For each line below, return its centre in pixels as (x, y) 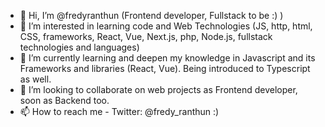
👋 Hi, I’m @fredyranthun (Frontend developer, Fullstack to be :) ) (151, 15)
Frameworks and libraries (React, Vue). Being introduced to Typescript (165, 68)
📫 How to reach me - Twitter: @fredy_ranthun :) (119, 111)
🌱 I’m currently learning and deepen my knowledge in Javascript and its (167, 58)
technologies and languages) (79, 47)
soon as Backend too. (64, 100)
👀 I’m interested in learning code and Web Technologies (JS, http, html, (166, 26)
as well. (35, 79)
